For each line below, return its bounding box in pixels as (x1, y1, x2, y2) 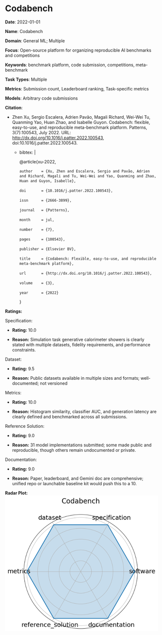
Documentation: (5, 457, 37, 462)
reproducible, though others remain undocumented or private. (12, 447, 136, 453)
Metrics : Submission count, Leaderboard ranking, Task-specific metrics (5, 86, 149, 91)
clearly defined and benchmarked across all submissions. (12, 414, 128, 420)
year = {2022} (19, 290, 59, 295)
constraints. (12, 347, 36, 353)
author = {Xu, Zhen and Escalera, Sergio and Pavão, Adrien (19, 169, 150, 174)
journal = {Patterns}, (19, 208, 70, 212)
